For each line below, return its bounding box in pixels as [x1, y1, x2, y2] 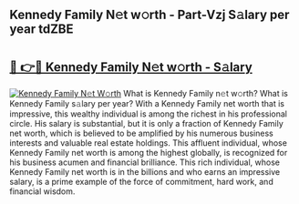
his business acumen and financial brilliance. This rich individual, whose [9, 157, 281, 168]
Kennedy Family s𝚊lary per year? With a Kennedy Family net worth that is [9, 98, 285, 108]
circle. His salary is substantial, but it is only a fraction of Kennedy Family [9, 118, 284, 128]
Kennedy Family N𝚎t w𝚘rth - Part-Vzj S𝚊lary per [9, 7, 290, 23]
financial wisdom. [9, 186, 76, 197]
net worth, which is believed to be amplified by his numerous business [9, 127, 273, 138]
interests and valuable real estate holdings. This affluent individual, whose [9, 138, 287, 148]
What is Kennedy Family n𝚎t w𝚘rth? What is [122, 88, 289, 98]
